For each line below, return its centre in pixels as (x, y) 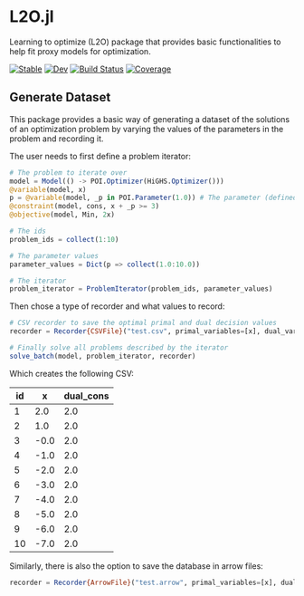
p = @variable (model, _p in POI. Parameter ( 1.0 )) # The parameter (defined (153, 198)
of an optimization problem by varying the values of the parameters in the (147, 129)
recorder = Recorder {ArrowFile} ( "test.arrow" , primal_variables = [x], (143, 582)
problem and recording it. (57, 139)
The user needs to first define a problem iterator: (100, 156)
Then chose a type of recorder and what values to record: (117, 306)
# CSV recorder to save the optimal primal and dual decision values (143, 323)
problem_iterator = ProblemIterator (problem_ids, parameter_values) (141, 289)
